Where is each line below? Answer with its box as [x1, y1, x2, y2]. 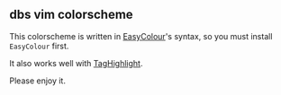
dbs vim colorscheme [9, 7, 133, 22]
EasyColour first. [9, 40, 69, 51]
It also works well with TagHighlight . [9, 57, 143, 68]
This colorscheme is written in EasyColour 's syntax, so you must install [9, 30, 273, 41]
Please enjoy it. [9, 75, 66, 86]
